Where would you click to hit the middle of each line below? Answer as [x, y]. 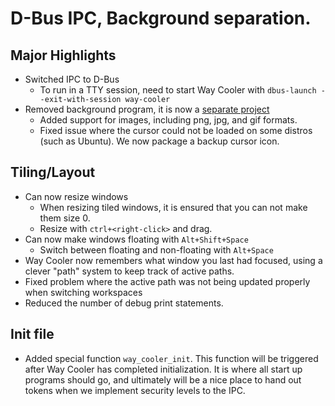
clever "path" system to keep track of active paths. [129, 271]
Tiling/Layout [53, 172]
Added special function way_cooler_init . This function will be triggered [171, 358]
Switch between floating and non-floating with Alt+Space [156, 249]
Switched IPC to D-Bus [72, 79]
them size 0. [65, 218]
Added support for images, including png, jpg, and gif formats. [168, 120]
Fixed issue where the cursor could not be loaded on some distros [176, 130]
